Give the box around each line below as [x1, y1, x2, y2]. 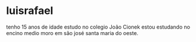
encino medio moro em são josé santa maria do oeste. [6, 29, 139, 36]
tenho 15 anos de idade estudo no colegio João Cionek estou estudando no [6, 23, 191, 30]
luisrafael [6, 4, 53, 17]
